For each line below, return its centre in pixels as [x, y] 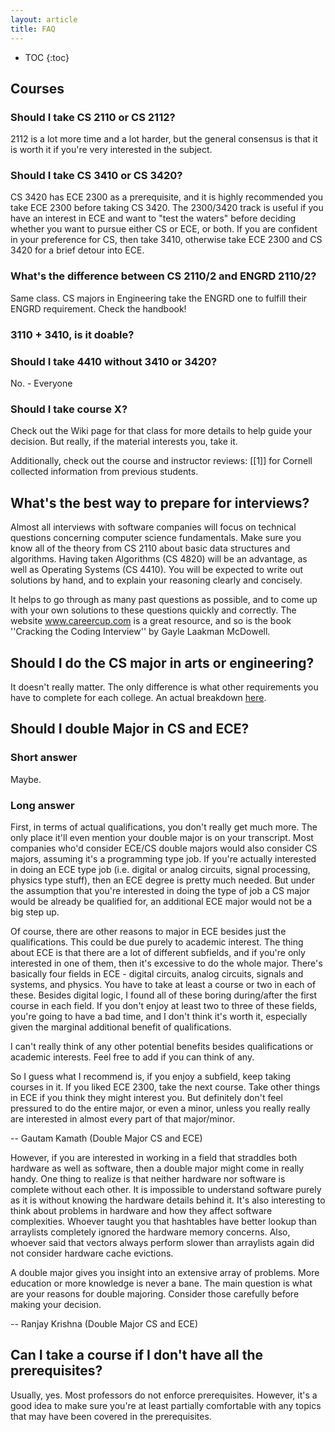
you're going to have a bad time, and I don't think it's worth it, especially [159, 1016]
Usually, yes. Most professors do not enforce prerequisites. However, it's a [164, 1395]
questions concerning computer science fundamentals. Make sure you [156, 538]
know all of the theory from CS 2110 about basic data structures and [150, 548]
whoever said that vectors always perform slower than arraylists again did [162, 1242]
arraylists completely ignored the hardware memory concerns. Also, [150, 1232]
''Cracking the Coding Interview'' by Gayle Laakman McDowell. [140, 632]
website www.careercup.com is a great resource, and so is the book [151, 621]
